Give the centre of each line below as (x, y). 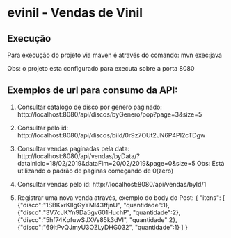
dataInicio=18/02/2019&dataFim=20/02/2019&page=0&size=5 (106, 163)
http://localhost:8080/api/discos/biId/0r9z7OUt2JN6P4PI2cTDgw (111, 135)
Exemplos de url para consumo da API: (93, 91)
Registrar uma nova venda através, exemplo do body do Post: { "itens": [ (121, 197)
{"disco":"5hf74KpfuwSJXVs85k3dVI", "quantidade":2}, (97, 219)
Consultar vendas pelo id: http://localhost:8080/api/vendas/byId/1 (112, 184)
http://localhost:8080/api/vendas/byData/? (79, 156)
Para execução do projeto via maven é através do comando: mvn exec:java (115, 55)
